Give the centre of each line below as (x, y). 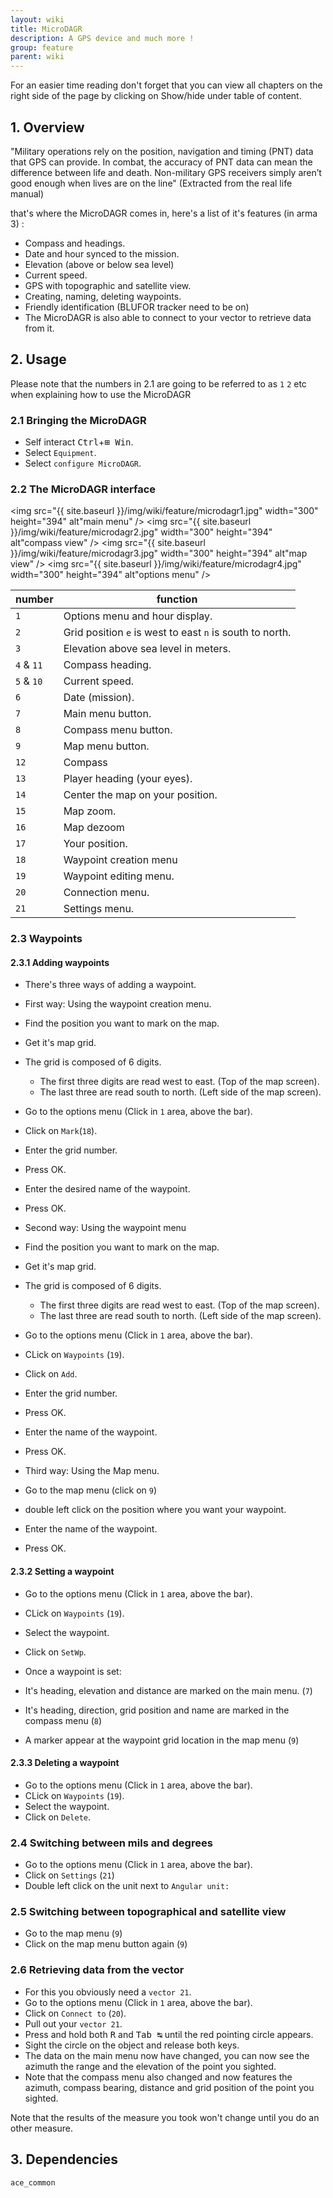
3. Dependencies (64, 2159)
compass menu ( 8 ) (63, 1720)
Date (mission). (99, 698)
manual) (27, 193)
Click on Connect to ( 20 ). (75, 2013)
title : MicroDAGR (46, 29)
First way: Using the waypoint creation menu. (118, 1004)
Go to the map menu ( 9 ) (73, 1933)
